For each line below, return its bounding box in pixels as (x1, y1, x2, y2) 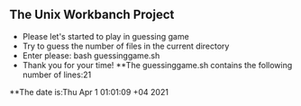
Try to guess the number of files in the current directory (22, 40, 230, 51)
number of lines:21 (22, 69, 92, 80)
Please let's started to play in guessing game (22, 31, 189, 41)
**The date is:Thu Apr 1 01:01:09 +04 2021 (9, 86, 169, 97)
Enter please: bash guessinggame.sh (22, 49, 160, 61)
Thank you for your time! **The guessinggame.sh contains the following (22, 59, 293, 70)
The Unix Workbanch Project (9, 7, 175, 22)
